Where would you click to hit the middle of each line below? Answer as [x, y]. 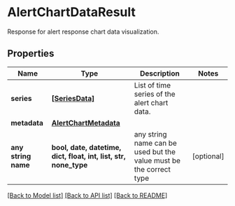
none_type [70, 165]
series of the [155, 94]
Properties [31, 54]
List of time [152, 85]
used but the [155, 151]
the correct [152, 169]
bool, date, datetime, [86, 147]
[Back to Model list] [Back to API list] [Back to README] [87, 195]
